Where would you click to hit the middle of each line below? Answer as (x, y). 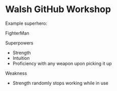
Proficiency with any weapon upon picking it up (62, 63)
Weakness (16, 73)
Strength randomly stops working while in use (61, 83)
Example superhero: (26, 23)
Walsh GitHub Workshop (58, 9)
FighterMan (17, 33)
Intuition (21, 58)
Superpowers (19, 43)
